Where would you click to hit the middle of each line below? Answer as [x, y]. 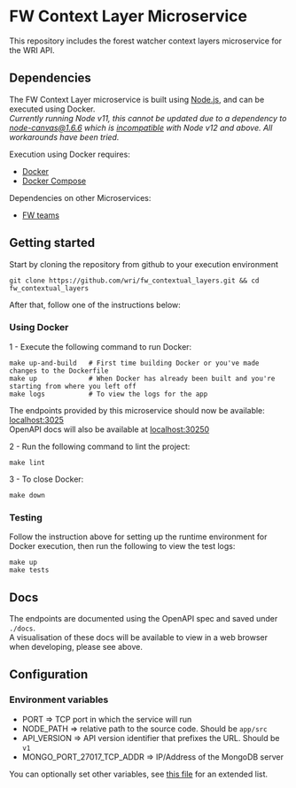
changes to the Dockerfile [59, 371]
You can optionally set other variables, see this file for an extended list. [139, 774]
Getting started [52, 243]
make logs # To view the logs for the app [109, 394]
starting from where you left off [73, 386]
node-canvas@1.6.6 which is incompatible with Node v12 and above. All [141, 127]
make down [27, 495]
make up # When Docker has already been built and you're [142, 378]
